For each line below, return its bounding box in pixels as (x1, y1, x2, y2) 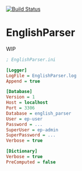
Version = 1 (6, 94, 35, 100)
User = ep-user (6, 116, 43, 122)
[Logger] (6, 67, 27, 73)
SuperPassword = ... (6, 132, 56, 138)
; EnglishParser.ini (6, 56, 56, 63)
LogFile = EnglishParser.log (6, 73, 77, 78)
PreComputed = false (6, 159, 56, 165)
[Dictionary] (6, 148, 38, 155)
